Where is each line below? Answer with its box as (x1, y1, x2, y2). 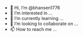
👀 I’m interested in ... (10, 10, 53, 16)
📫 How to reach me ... (10, 26, 57, 32)
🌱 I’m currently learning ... (10, 15, 64, 21)
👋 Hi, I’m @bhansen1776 (10, 5, 60, 10)
